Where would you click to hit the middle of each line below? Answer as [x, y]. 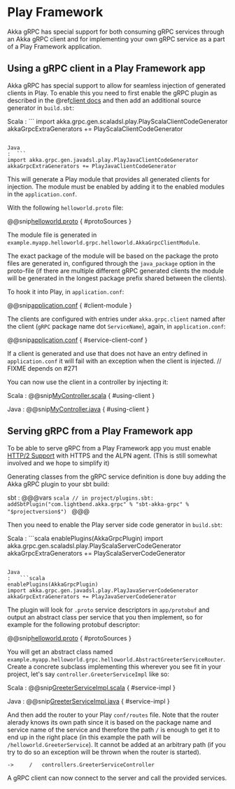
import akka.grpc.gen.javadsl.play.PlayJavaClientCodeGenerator [103, 160]
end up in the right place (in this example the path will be [89, 737]
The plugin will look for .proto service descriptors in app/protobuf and [108, 610]
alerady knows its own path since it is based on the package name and [109, 722]
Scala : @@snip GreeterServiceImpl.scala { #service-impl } [92, 687]
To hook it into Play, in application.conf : [66, 291]
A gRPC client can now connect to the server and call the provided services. [117, 778]
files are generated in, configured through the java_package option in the [111, 263]
